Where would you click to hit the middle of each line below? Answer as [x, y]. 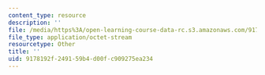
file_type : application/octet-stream [70, 37]
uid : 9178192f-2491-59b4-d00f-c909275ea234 [81, 59]
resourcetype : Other [42, 45]
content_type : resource [47, 15]
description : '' [35, 23]
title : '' [24, 52]
